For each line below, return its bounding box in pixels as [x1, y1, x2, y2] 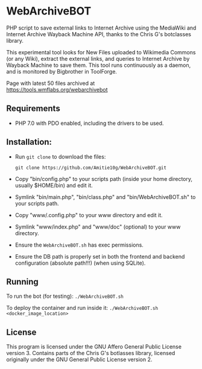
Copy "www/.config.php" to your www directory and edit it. [14, 211, 163, 218]
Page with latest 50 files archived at [6, 80, 95, 87]
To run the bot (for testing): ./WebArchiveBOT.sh [6, 292, 124, 300]
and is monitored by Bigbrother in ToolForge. [6, 68, 118, 75]
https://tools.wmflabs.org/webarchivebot [6, 86, 108, 93]
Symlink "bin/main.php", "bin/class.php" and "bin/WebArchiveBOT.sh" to [14, 193, 196, 200]
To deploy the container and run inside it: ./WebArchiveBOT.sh [6, 304, 159, 312]
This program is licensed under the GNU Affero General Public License [6, 343, 182, 350]
